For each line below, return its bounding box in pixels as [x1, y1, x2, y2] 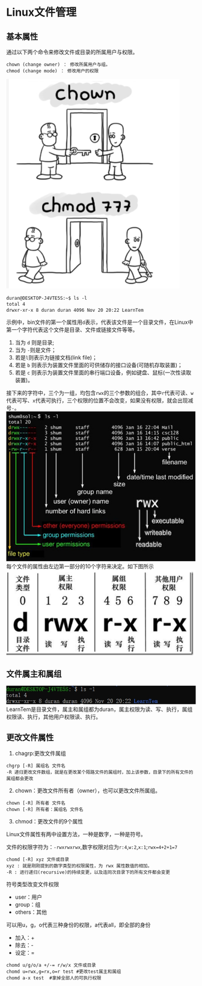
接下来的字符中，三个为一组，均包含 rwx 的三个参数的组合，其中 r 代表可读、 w [6, 389, 194, 396]
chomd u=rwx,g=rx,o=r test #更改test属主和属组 [6, 969, 121, 975]
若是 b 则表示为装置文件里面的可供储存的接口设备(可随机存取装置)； [14, 362, 183, 368]
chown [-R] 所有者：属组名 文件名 [6, 806, 84, 813]
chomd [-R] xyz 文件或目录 [6, 856, 69, 863]
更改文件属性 [6, 733, 54, 743]
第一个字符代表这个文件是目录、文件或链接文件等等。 [6, 326, 138, 333]
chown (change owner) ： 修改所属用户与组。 [6, 61, 111, 67]
